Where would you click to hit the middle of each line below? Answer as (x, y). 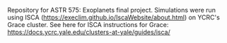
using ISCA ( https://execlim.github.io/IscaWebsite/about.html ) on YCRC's (114, 17)
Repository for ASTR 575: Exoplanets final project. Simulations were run (111, 10)
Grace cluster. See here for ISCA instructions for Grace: (88, 25)
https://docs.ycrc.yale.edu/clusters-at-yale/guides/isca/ (89, 32)
